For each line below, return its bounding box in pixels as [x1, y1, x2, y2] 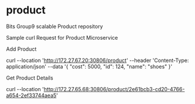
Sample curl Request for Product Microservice [6, 34, 119, 41]
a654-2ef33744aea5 [6, 92, 57, 99]
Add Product [6, 45, 37, 53]
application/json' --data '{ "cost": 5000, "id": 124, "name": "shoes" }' [6, 63, 173, 70]
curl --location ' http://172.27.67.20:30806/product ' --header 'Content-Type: [6, 57, 189, 64]
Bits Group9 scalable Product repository [6, 23, 103, 30]
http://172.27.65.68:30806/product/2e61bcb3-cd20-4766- [43, 85, 185, 92]
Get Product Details [6, 74, 53, 81]
